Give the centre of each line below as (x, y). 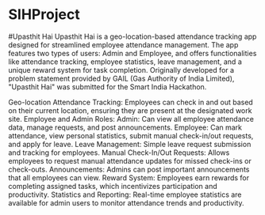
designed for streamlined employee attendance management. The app (123, 44)
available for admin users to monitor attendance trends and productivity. (126, 202)
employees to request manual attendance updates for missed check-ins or (130, 160)
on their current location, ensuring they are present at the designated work (130, 110)
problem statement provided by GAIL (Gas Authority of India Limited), (121, 78)
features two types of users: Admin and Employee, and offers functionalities (132, 53)
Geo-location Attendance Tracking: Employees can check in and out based (131, 102)
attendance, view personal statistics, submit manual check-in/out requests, (131, 135)
